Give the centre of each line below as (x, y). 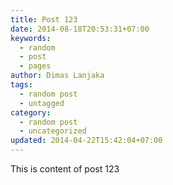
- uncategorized (53, 131)
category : (31, 112)
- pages (35, 66)
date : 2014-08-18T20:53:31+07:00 (80, 29)
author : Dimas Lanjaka (57, 76)
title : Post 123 (44, 19)
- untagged (42, 103)
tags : (21, 85)
